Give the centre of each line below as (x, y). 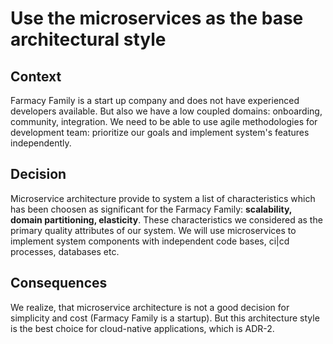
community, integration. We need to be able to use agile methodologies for (164, 121)
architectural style (88, 39)
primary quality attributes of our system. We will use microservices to (153, 230)
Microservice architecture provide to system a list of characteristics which (163, 198)
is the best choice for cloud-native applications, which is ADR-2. (142, 328)
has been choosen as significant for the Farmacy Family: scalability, (151, 209)
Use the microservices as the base (157, 18)
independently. (41, 143)
